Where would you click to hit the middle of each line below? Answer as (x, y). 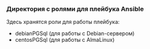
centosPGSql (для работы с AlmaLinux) (65, 40)
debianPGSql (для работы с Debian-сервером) (75, 33)
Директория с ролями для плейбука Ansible (75, 9)
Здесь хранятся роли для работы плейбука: (63, 22)
